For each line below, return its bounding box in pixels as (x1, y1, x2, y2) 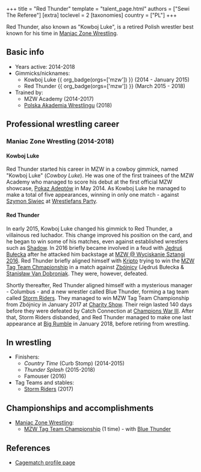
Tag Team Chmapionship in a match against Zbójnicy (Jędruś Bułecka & (6, 263, 185, 270)
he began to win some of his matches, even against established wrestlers (6, 238, 188, 245)
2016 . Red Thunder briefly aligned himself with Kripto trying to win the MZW (6, 257, 195, 264)
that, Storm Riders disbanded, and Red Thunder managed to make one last (6, 313, 191, 321)
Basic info (6, 47, 45, 57)
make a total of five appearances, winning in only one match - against (6, 191, 179, 199)
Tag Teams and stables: (14, 379, 74, 386)
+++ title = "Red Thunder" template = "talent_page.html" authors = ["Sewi (6, 5, 190, 12)
